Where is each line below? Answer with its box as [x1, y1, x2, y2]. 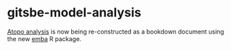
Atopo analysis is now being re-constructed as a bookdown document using [7, 27, 225, 36]
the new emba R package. [7, 34, 82, 42]
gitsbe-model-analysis [7, 5, 142, 21]
